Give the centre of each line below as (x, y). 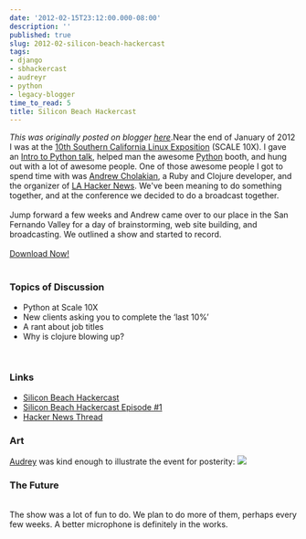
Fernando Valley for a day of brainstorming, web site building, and (133, 225)
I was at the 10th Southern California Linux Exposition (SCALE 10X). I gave (148, 147)
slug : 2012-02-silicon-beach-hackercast (88, 43)
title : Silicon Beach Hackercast (73, 111)
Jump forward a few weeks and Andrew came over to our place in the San (149, 215)
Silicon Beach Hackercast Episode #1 (92, 407)
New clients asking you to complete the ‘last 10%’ (116, 317)
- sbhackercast (38, 69)
